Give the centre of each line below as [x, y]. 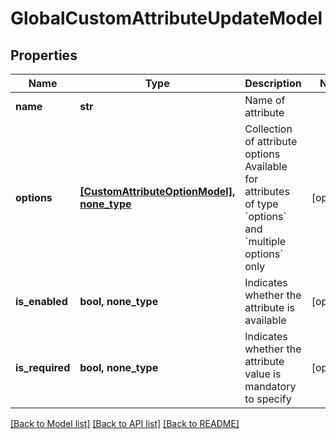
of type [261, 204]
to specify [268, 399]
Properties [44, 55]
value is [263, 374]
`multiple [265, 241]
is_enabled [41, 301]
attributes [267, 191]
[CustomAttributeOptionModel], [157, 191]
